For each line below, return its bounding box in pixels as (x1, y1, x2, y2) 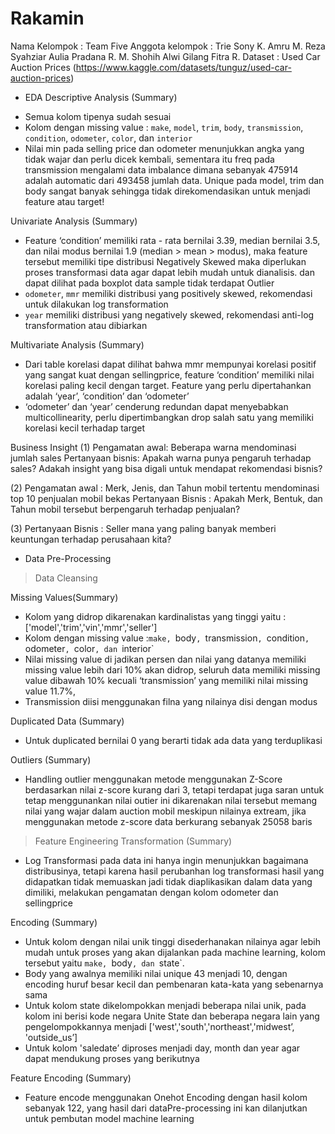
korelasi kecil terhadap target (24, 422, 146, 434)
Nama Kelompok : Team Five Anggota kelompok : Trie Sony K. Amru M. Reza (10, 40, 326, 52)
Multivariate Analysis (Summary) (10, 338, 145, 351)
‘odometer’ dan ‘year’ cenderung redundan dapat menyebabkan (24, 400, 289, 412)
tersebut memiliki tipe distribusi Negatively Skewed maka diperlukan (24, 255, 307, 267)
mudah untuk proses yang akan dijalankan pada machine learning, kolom (24, 946, 326, 958)
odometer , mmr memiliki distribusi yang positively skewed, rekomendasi (24, 287, 313, 299)
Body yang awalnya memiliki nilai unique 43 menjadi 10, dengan (24, 967, 288, 979)
